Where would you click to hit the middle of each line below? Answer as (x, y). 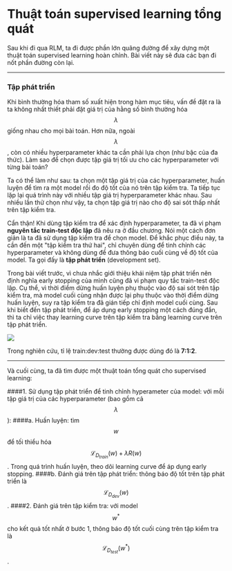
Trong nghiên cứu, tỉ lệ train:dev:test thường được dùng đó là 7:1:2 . (102, 351)
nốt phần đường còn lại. (41, 62)
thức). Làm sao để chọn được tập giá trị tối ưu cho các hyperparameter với (113, 160)
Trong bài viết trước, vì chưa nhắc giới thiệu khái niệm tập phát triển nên (109, 273)
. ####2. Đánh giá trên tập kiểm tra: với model (72, 506)
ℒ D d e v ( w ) (116, 494)
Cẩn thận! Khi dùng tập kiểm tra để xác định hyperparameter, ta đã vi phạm (114, 223)
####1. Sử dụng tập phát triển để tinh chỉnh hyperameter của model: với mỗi (116, 391)
